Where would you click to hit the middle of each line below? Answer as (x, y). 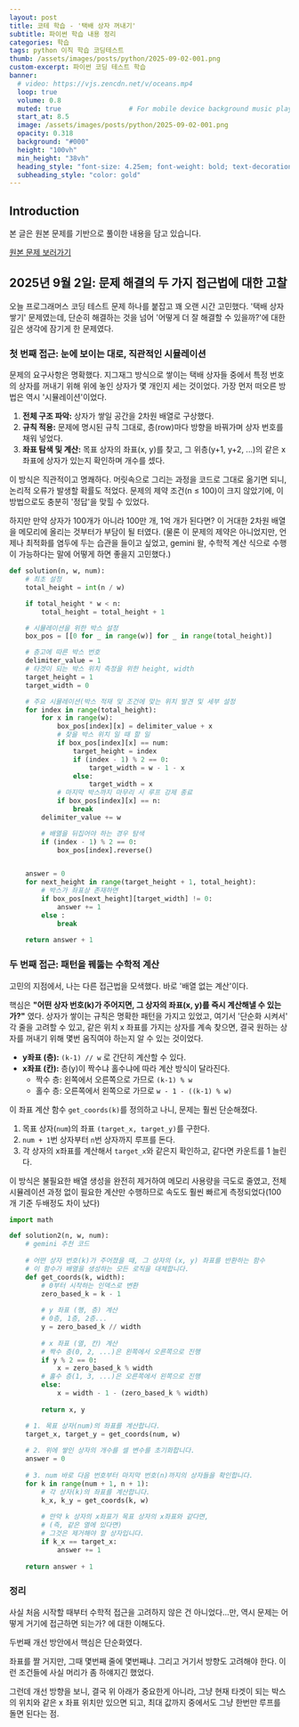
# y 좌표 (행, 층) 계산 (80, 1310)
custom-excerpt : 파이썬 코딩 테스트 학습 (78, 68)
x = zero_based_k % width (105, 1368)
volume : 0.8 (40, 100)
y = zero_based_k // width (91, 1327)
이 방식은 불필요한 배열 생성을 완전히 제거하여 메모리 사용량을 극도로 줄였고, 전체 (148, 1180)
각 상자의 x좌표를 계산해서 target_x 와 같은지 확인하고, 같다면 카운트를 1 (146, 1151)
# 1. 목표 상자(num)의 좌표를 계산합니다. (93, 1426)
